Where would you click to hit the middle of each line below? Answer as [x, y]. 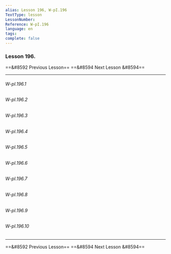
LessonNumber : [20, 19]
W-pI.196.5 [17, 147]
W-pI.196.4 [17, 131]
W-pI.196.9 [17, 210]
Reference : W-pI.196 [27, 24]
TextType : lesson [24, 15]
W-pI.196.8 [17, 195]
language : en [19, 29]
